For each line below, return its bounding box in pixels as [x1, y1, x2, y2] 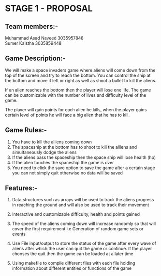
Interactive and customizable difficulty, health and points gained [12, 211, 140, 217]
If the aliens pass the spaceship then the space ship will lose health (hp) [12, 154, 156, 160]
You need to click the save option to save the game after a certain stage [12, 165, 156, 171]
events [12, 231, 26, 237]
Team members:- [5, 22, 59, 31]
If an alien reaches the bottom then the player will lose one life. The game [5, 87, 151, 93]
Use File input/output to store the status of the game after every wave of [12, 241, 156, 246]
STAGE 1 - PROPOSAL [5, 3, 93, 14]
